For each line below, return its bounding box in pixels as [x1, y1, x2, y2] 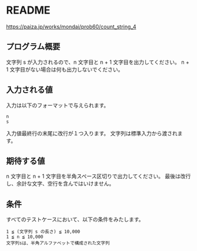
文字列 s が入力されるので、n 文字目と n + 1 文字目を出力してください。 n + [6, 58, 190, 66]
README [6, 4, 51, 17]
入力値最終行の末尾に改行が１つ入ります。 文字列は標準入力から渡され [6, 129, 178, 136]
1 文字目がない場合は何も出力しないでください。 [6, 66, 124, 73]
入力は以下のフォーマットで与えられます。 [6, 102, 109, 109]
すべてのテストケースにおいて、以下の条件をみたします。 [6, 216, 145, 223]
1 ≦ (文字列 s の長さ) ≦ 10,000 [6, 229, 81, 235]
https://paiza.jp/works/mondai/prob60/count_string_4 [6, 23, 137, 30]
